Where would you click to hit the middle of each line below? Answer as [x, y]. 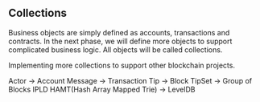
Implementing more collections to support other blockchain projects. [122, 65]
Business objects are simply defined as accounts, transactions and [119, 32]
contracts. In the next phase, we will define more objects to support [120, 41]
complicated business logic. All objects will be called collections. [116, 49]
